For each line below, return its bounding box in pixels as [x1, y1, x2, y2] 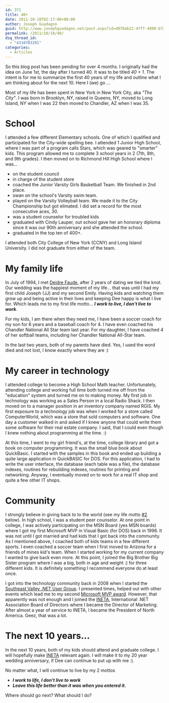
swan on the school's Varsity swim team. [12, 192, 98, 198]
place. [12, 187, 26, 193]
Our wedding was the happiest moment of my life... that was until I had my [5, 285, 159, 291]
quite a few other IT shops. [5, 477, 61, 483]
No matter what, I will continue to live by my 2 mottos [5, 667, 116, 674]
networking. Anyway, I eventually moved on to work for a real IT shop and [5, 472, 158, 478]
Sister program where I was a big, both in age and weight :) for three [5, 560, 147, 566]
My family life [5, 263, 63, 274]
